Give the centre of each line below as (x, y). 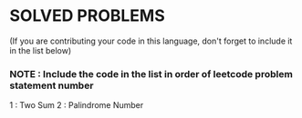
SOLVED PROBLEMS (88, 16)
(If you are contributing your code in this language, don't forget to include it (151, 41)
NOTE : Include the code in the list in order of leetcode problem (151, 74)
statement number (52, 85)
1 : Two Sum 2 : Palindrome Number (77, 105)
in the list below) (41, 50)
